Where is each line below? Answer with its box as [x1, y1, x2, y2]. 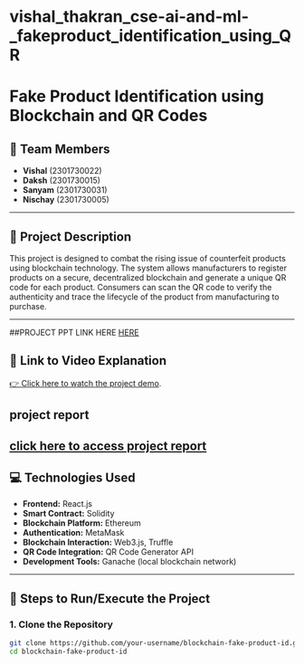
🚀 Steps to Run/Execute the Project [9, 591, 211, 606]
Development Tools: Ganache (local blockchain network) [22, 556, 237, 567]
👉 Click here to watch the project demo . [9, 377, 162, 388]
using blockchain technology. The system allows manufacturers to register [9, 262, 288, 273]
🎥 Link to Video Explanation [9, 353, 167, 368]
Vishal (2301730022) [22, 166, 102, 176]
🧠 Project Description [9, 229, 132, 244]
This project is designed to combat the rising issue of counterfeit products [9, 253, 287, 263]
